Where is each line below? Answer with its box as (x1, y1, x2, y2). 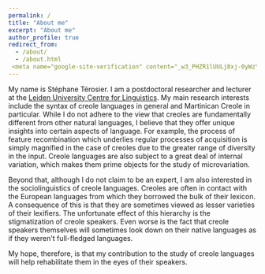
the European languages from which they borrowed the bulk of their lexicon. (8, 191, 256, 201)
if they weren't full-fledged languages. (8, 233, 133, 243)
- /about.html (15, 56, 62, 64)
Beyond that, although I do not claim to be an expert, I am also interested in (8, 175, 252, 184)
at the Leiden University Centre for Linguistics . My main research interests (8, 92, 250, 102)
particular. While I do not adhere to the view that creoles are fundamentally (8, 109, 251, 119)
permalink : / (8, 11, 51, 20)
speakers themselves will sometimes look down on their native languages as (8, 225, 256, 235)
